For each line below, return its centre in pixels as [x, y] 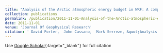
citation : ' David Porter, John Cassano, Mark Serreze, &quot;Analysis [81, 32]
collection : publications [31, 14]
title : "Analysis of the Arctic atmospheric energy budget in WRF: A [77, 9]
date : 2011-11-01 [23, 23]
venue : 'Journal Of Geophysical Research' [49, 27]
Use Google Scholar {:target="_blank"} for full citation [58, 46]
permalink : [16, 18]
